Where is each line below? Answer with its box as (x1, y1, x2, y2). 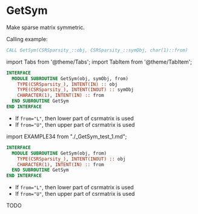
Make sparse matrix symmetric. (6, 24, 85, 31)
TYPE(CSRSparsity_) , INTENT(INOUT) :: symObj (17, 87, 134, 93)
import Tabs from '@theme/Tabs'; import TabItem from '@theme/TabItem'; (6, 58, 193, 65)
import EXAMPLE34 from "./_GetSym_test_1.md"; (6, 133, 127, 140)
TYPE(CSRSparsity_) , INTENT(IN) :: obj (17, 81, 118, 87)
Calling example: (6, 35, 48, 42)
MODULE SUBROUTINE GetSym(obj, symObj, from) (12, 75, 129, 82)
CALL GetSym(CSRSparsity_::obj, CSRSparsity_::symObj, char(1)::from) (6, 47, 188, 53)
